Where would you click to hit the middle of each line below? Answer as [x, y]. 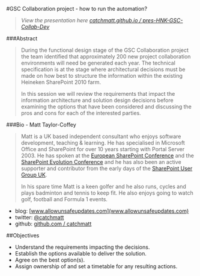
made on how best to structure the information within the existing [102, 76]
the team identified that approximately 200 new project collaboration [106, 56]
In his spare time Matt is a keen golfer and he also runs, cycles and [103, 187]
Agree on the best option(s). [50, 260]
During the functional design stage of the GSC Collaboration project [105, 50]
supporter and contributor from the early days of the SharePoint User [107, 168]
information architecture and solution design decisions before [97, 100]
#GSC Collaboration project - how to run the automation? [77, 9]
